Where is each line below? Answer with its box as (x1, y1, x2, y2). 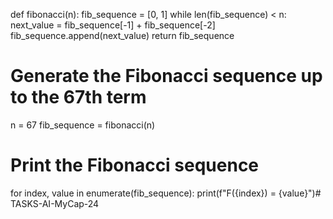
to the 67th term (10, 86, 147, 109)
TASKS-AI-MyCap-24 (10, 197, 100, 209)
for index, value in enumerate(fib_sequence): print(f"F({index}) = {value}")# (10, 187, 322, 199)
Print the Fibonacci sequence (10, 154, 260, 177)
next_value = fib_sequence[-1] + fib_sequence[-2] (10, 19, 216, 31)
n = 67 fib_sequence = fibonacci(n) (10, 119, 156, 131)
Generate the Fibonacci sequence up (10, 65, 323, 88)
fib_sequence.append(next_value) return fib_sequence (10, 30, 235, 41)
